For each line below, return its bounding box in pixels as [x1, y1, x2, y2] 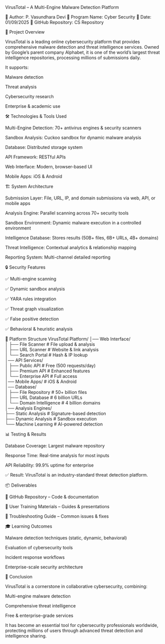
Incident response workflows [5, 554, 65, 560]
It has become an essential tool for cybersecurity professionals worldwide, [5, 622, 159, 628]
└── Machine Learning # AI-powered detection [5, 421, 103, 427]
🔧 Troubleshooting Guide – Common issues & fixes [5, 513, 109, 519]
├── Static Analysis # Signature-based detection [5, 410, 106, 416]
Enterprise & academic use [5, 103, 61, 109]
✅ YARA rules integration [5, 296, 56, 302]
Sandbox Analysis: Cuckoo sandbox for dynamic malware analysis [5, 135, 142, 140]
